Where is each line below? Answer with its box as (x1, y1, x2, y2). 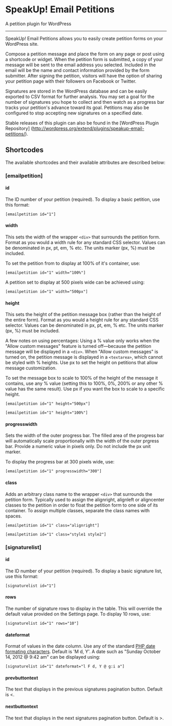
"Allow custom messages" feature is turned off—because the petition (5, 343, 152, 349)
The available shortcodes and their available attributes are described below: (5, 159, 165, 165)
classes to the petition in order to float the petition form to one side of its (5, 502, 158, 508)
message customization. (5, 365, 57, 371)
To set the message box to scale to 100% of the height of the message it (5, 375, 158, 381)
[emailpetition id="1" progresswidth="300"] (5, 469, 102, 474)
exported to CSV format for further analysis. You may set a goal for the (5, 94, 155, 100)
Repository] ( (5, 125, 33, 132)
